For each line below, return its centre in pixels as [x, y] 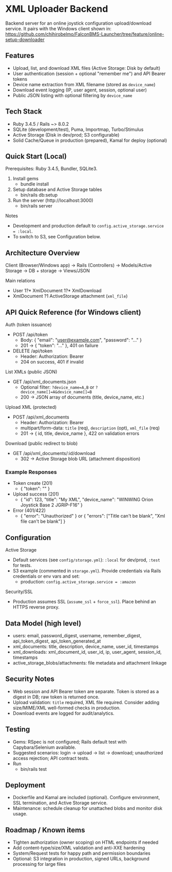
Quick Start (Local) [36, 156]
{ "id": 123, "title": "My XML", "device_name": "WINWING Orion [87, 500]
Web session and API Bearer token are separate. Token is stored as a [86, 691]
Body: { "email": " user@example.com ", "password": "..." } [81, 340]
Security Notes [30, 679]
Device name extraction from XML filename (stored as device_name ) [84, 84]
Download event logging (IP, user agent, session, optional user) [80, 90]
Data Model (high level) [43, 623]
